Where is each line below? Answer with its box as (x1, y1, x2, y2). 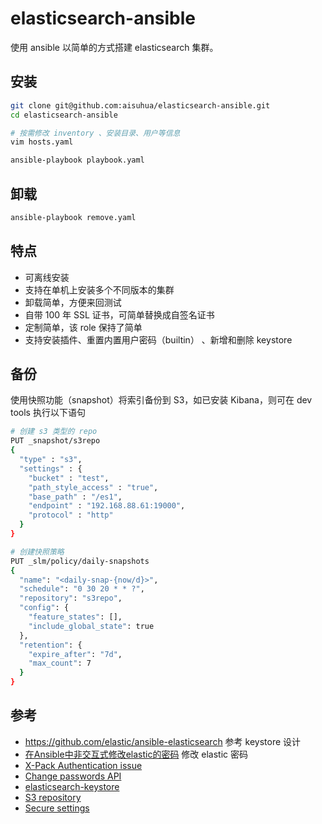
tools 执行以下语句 (10, 407, 86, 419)
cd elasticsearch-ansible (10, 110, 118, 120)
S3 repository (24, 791, 82, 803)
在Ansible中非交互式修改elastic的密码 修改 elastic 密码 (24, 748, 248, 760)
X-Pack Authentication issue (24, 759, 143, 771)
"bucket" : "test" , (28, 473, 110, 483)
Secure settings (24, 802, 90, 814)
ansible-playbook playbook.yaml (10, 155, 145, 166)
